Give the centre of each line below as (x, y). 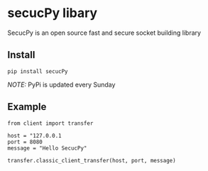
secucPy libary (53, 13)
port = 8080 (25, 142)
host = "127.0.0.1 (34, 136)
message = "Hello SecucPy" (47, 148)
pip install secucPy (38, 71)
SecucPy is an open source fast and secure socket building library (104, 33)
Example (27, 107)
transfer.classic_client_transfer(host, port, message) (92, 160)
